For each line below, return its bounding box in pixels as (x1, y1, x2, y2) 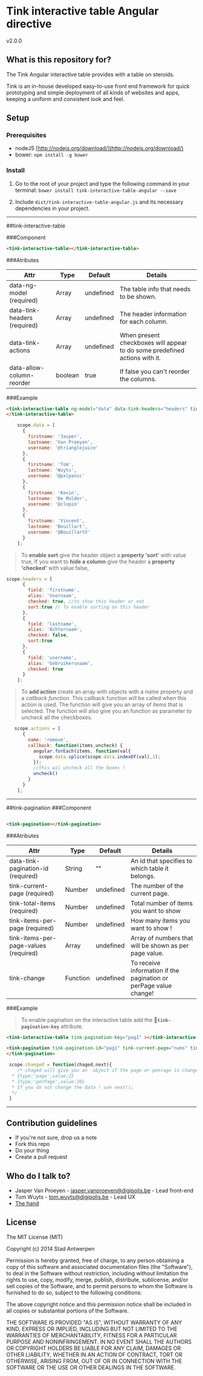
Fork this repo (14, 1141, 50, 1148)
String (65, 864, 83, 873)
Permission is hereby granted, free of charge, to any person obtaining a (6, 1257, 184, 1264)
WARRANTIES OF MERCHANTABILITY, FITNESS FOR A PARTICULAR (6, 1331, 177, 1338)
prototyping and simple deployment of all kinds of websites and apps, (6, 89, 180, 96)
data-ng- (9, 281, 37, 289)
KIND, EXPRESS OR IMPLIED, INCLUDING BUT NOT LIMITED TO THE (6, 1325, 178, 1332)
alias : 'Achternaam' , (28, 626, 83, 633)
